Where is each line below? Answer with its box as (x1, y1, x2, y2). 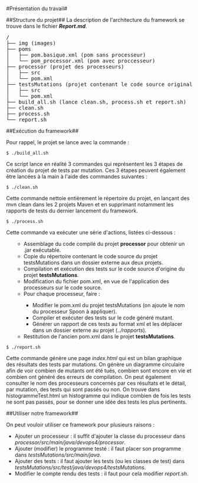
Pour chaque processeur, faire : (23, 291, 100, 297)
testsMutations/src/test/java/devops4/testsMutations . (14, 464, 146, 471)
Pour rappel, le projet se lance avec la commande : (6, 139, 130, 146)
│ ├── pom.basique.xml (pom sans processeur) (6, 52, 146, 58)
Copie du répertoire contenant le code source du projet (23, 253, 158, 259)
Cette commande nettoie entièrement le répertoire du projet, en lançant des (6, 195, 190, 202)
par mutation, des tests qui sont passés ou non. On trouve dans (6, 386, 160, 393)
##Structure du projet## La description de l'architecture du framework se (6, 16, 185, 23)
